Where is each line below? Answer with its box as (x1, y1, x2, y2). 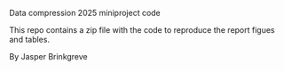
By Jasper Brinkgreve (9, 51, 89, 61)
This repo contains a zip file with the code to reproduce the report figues (9, 25, 275, 35)
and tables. (9, 35, 51, 44)
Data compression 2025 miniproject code (9, 8, 162, 18)
